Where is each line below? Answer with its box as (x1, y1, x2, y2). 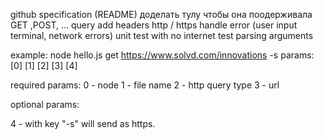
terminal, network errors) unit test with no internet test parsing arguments (10, 30, 314, 41)
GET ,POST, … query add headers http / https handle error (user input (10, 19, 298, 31)
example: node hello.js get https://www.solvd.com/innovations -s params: (10, 49, 315, 61)
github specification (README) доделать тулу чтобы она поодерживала (10, 9, 313, 20)
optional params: (10, 99, 80, 110)
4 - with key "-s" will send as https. (10, 118, 156, 129)
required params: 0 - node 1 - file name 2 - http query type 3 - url (10, 79, 280, 91)
